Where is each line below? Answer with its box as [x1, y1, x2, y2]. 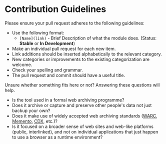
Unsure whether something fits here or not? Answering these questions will [4, 81, 160, 88]
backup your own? [11, 107, 50, 113]
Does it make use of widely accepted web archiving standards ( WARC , [11, 112, 158, 118]
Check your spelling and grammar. [11, 66, 83, 73]
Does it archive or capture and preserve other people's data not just [11, 102, 152, 108]
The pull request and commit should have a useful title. [11, 72, 125, 78]
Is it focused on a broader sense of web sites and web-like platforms [11, 123, 153, 129]
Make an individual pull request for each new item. [11, 45, 116, 51]
